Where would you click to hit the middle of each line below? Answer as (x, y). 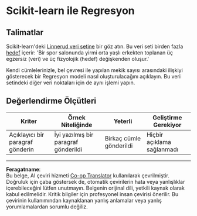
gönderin (21, 149)
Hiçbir (155, 135)
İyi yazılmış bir (74, 135)
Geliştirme (167, 117)
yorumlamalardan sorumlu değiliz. (47, 207)
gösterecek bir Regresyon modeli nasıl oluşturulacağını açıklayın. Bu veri (93, 76)
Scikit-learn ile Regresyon (70, 11)
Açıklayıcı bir (27, 135)
